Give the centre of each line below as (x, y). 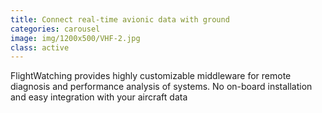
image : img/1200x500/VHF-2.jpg (75, 38)
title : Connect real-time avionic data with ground (120, 19)
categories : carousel (55, 29)
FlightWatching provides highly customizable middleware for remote (151, 76)
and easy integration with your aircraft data (99, 97)
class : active (40, 47)
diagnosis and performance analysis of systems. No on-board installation (161, 87)
